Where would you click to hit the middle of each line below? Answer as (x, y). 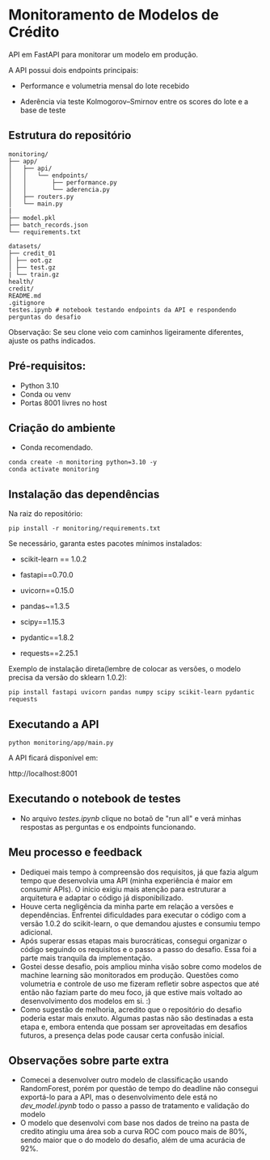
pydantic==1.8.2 (47, 637)
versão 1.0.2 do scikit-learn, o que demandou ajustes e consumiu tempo (140, 923)
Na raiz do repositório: (46, 514)
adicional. (36, 932)
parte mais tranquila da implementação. (86, 958)
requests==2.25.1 (49, 654)
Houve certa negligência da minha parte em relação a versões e (127, 906)
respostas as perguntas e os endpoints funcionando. (108, 827)
